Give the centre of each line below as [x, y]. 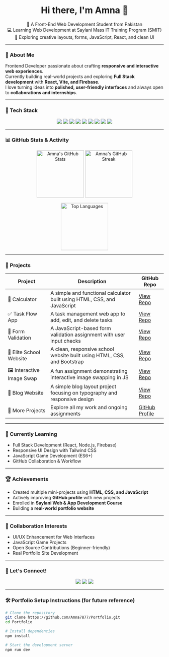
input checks [66, 341]
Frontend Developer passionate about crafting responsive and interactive [82, 66]
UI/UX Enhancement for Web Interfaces [54, 537]
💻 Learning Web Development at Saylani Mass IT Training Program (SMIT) [84, 30]
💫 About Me [20, 55]
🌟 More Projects [27, 411]
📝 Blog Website [26, 393]
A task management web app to [88, 314]
